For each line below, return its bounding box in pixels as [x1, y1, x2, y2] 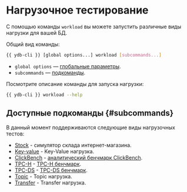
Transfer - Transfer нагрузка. [14, 179, 86, 186]
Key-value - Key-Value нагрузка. [14, 148, 95, 155]
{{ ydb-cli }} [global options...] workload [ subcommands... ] [6, 52, 162, 58]
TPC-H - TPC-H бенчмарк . [14, 160, 81, 167]
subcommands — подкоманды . [14, 69, 86, 76]
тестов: [6, 130, 25, 137]
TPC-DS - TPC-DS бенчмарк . [14, 166, 88, 174]
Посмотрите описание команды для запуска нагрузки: [6, 80, 144, 87]
